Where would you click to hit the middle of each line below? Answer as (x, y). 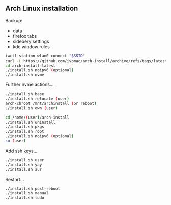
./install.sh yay (24, 165)
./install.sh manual (27, 193)
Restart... (15, 179)
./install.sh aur (24, 169)
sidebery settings (31, 41)
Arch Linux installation (42, 8)
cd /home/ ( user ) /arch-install (37, 117)
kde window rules (31, 47)
